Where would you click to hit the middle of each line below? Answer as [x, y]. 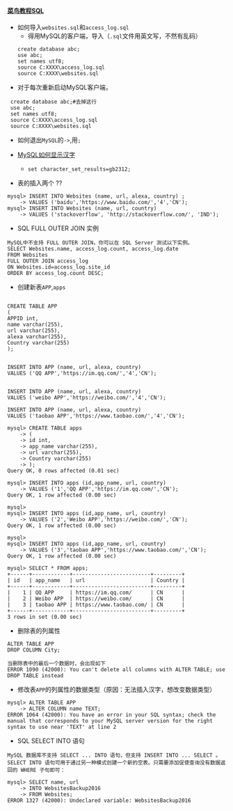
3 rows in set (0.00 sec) [45, 617]
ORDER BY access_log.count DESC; [56, 274]
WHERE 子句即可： [43, 770]
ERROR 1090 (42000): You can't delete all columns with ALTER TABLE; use [116, 670]
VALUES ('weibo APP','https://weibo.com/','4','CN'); [87, 398]
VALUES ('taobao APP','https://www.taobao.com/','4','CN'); [96, 416]
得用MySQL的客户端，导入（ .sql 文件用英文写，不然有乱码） [114, 36]
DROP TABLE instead [35, 676]
